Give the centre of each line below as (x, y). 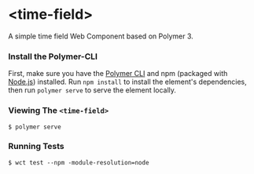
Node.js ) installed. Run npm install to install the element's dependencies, (128, 82)
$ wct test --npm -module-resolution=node (79, 162)
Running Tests (36, 147)
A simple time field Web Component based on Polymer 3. (101, 36)
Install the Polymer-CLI (53, 56)
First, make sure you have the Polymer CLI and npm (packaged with (118, 74)
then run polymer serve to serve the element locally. (92, 90)
